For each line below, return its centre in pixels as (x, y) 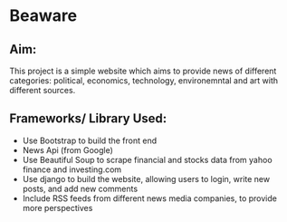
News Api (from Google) (67, 150)
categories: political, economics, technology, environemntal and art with (144, 81)
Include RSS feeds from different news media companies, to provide (150, 198)
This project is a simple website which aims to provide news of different (143, 71)
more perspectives (57, 208)
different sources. (43, 90)
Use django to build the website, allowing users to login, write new (146, 179)
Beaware (43, 16)
